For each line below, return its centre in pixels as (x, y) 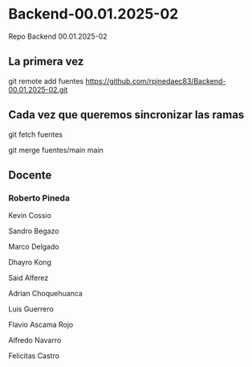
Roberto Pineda (39, 198)
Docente (30, 175)
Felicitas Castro (34, 356)
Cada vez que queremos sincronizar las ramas (126, 115)
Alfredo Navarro (35, 340)
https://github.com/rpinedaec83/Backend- (156, 80)
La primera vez (46, 62)
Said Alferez (28, 278)
